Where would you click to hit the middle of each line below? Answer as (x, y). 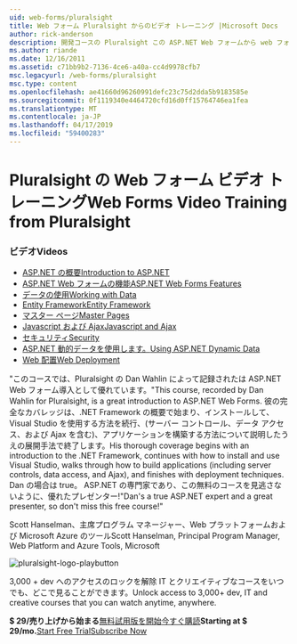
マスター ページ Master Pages (76, 315)
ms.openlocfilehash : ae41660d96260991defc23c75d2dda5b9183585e (129, 92)
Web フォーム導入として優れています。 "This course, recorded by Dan (136, 390)
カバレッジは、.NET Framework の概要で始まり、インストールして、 (149, 412)
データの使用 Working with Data (79, 295)
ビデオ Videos (39, 251)
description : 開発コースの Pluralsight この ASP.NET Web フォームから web (141, 42)
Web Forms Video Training (187, 203)
